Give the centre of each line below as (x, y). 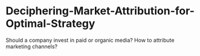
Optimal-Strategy (50, 24)
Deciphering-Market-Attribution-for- (100, 11)
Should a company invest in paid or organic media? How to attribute (90, 40)
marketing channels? (32, 46)
